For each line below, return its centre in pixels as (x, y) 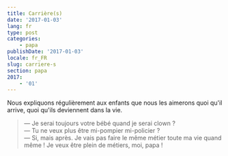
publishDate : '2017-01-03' (45, 52)
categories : (24, 39)
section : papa (27, 70)
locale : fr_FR (27, 58)
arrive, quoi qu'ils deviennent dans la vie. (65, 110)
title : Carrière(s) (35, 13)
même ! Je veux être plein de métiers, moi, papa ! (93, 145)
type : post (23, 32)
